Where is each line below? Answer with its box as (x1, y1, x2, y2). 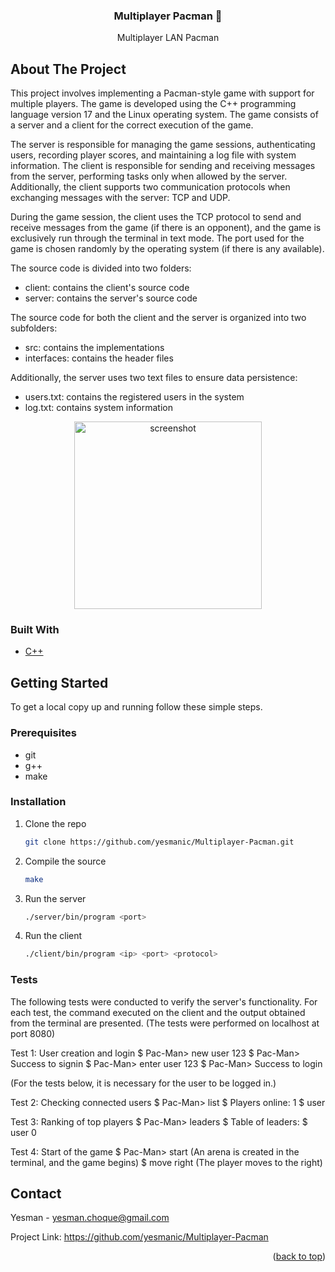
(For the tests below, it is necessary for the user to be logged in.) (10, 1077, 277, 1089)
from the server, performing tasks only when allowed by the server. (10, 170, 288, 183)
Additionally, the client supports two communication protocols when (10, 181, 291, 193)
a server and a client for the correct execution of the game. (10, 119, 254, 131)
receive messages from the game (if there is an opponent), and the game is (10, 222, 322, 234)
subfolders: (10, 322, 58, 334)
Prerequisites (10, 726, 77, 740)
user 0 (10, 1126, 37, 1138)
